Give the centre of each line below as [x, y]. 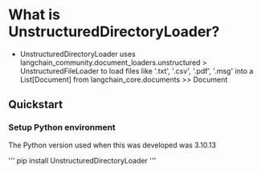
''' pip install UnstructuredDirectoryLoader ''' [82, 160]
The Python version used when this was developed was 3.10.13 [112, 145]
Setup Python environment [62, 127]
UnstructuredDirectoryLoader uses [78, 54]
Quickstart [36, 105]
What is [34, 15]
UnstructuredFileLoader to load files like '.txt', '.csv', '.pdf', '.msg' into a [137, 70]
